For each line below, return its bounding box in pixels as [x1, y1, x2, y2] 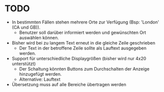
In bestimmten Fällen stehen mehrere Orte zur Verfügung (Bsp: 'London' [11, 19, 159, 25]
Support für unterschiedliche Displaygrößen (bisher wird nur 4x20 [11, 55, 147, 61]
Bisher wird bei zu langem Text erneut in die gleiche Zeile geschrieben [11, 40, 156, 46]
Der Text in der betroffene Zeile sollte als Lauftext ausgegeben [19, 45, 147, 51]
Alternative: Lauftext [19, 76, 61, 82]
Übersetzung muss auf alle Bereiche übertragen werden [11, 81, 126, 87]
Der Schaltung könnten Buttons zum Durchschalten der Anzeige [19, 66, 150, 71]
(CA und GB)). [11, 24, 41, 30]
